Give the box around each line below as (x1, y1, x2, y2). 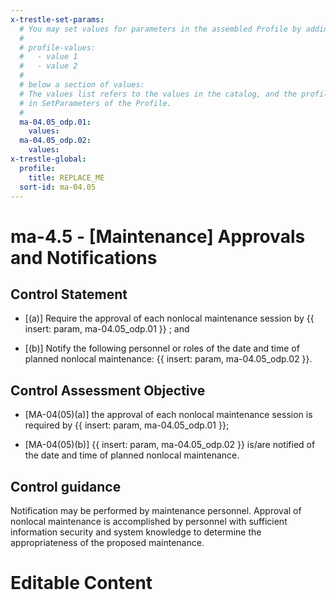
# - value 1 (19, 52, 78, 62)
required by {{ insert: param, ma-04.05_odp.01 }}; (24, 419, 230, 431)
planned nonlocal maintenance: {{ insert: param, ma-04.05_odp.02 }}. (24, 353, 313, 365)
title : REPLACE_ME (28, 172, 105, 183)
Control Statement (10, 286, 128, 303)
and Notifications (10, 246, 158, 269)
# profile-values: (19, 42, 97, 53)
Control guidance (10, 478, 122, 495)
